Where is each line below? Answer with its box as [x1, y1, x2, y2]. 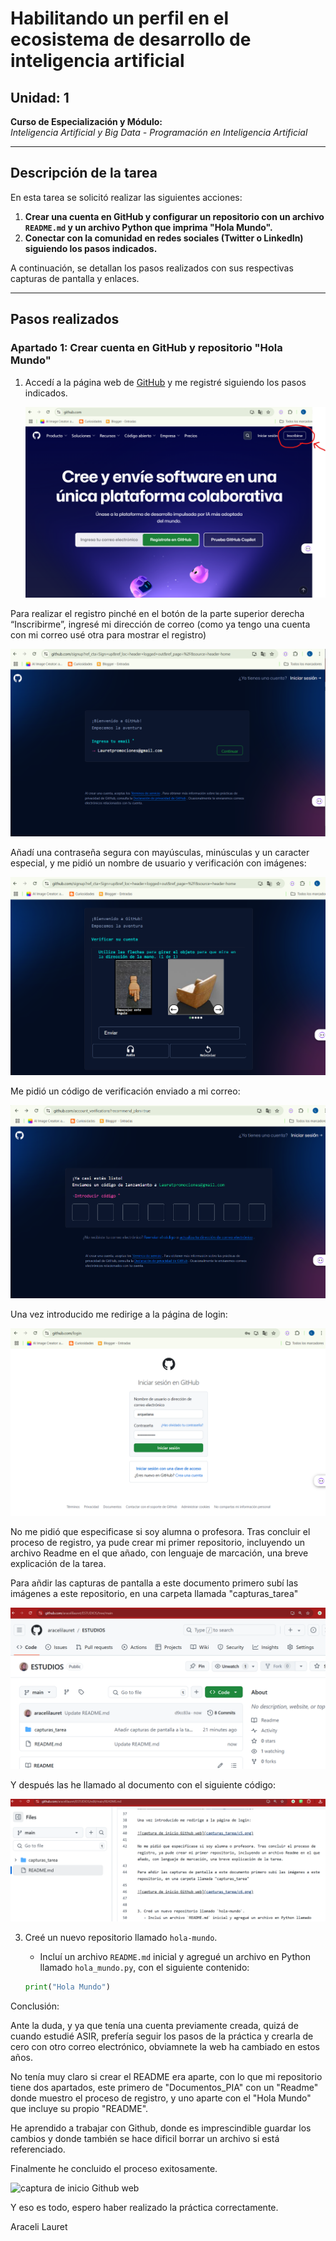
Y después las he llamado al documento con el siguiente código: [10, 1778, 276, 1791]
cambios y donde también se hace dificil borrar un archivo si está [10, 2132, 280, 2144]
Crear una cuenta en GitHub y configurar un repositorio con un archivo [24, 210, 325, 222]
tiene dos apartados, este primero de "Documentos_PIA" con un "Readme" [10, 2081, 319, 2093]
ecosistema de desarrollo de [10, 28, 252, 51]
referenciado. [10, 2143, 66, 2155]
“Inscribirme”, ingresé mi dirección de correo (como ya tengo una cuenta [10, 618, 311, 631]
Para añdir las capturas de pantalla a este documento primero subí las [10, 1577, 299, 1589]
